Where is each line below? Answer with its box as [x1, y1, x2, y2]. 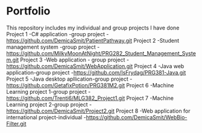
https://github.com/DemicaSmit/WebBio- [86, 113, 188, 121]
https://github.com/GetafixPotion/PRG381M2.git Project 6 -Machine [6, 81, 174, 88]
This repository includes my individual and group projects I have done [6, 24, 180, 31]
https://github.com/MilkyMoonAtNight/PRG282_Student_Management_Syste [6, 49, 196, 57]
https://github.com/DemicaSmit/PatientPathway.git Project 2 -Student [6, 37, 180, 44]
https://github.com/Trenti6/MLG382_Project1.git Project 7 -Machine [6, 94, 174, 102]
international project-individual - [6, 113, 86, 121]
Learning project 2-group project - [6, 101, 92, 108]
